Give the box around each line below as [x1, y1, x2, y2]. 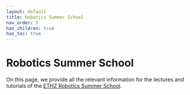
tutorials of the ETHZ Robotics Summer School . [6, 83, 122, 90]
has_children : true [6, 25, 55, 31]
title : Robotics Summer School [6, 14, 84, 20]
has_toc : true [6, 31, 42, 37]
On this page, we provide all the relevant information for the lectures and [6, 76, 185, 83]
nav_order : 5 [6, 20, 39, 26]
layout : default [6, 8, 46, 15]
